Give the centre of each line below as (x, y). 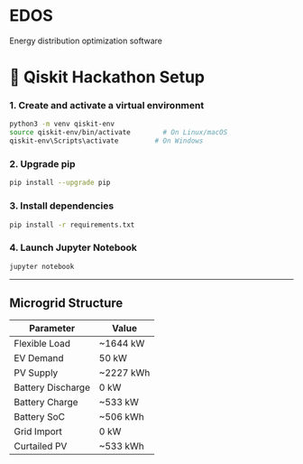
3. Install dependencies (62, 206)
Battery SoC (40, 417)
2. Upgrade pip (42, 163)
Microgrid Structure (66, 303)
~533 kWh (121, 446)
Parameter (52, 329)
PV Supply (36, 373)
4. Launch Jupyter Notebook (73, 247)
